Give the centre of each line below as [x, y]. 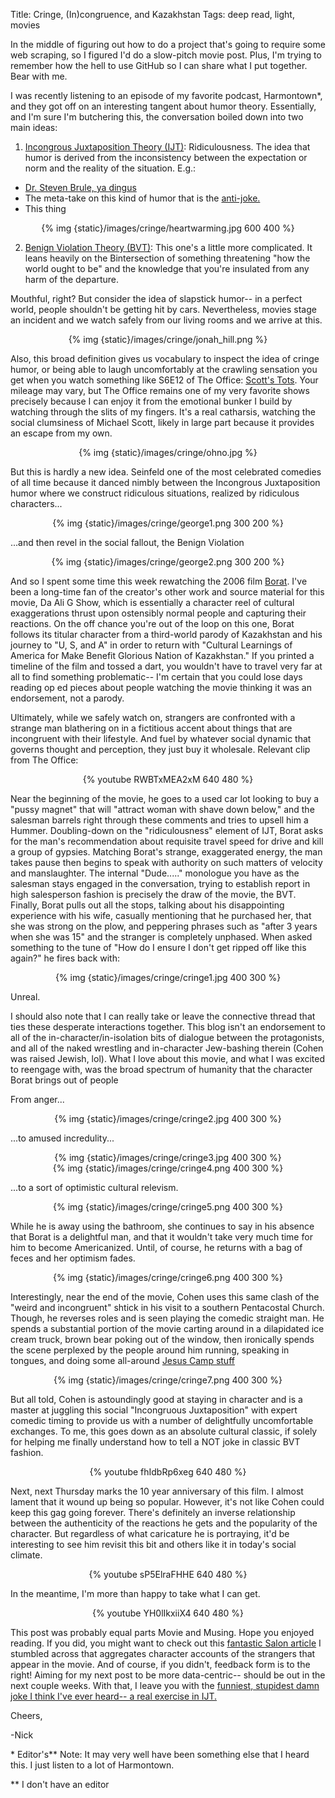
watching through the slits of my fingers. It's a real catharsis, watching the [163, 412]
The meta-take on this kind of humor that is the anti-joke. [142, 198]
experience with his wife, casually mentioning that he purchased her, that [161, 915]
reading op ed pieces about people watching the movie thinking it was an [161, 687]
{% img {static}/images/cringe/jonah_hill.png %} [168, 339]
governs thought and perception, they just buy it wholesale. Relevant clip [160, 749]
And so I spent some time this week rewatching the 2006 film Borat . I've [159, 581]
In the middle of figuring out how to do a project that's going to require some [168, 44]
